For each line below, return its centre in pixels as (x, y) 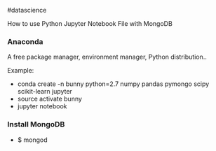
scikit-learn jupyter (45, 92)
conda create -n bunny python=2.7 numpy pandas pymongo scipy (113, 84)
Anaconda (25, 41)
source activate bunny (50, 99)
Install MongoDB (36, 124)
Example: (21, 71)
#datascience (27, 10)
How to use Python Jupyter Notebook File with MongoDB (90, 23)
